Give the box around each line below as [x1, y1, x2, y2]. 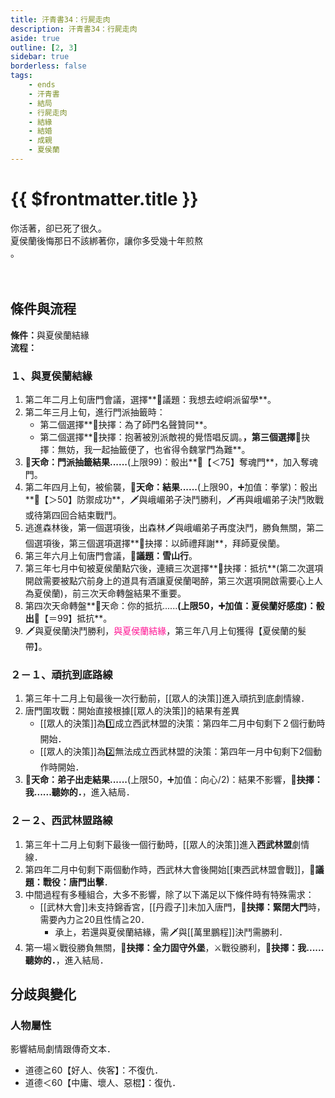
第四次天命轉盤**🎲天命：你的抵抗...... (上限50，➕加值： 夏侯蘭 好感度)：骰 [24, 599, 325, 611]
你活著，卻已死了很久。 [10, 222, 107, 234]
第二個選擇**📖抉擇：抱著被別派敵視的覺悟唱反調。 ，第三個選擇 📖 [39, 431, 302, 443]
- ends [28, 80, 56, 90]
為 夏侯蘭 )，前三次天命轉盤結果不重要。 [24, 587, 187, 599]
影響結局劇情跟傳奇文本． [10, 1043, 116, 1055]
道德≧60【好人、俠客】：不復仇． [24, 1064, 164, 1076]
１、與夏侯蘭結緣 [10, 369, 93, 383]
